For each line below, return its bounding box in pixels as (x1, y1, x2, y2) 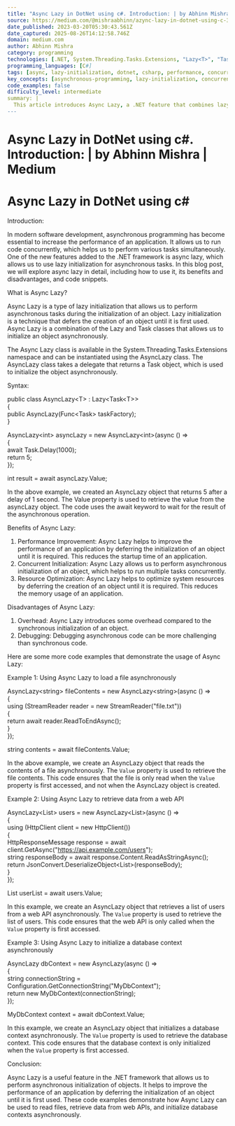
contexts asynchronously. (7, 1111, 82, 1118)
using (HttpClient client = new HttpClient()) (7, 823, 131, 831)
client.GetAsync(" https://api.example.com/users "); (7, 846, 153, 853)
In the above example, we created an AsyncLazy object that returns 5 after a (7, 488, 227, 496)
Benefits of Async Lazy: (7, 523, 76, 532)
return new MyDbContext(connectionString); (7, 989, 136, 997)
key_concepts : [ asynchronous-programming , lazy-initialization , (7, 75, 199, 83)
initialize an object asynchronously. (7, 332, 108, 340)
